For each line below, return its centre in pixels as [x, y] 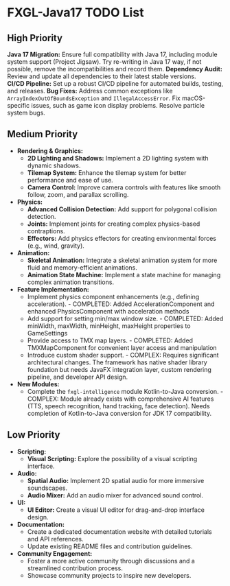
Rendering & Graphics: [50, 151]
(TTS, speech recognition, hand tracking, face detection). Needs [119, 406]
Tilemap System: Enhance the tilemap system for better [107, 172]
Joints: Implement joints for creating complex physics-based [114, 224]
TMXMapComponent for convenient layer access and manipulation [122, 347]
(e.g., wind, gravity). [56, 246]
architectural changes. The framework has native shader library [117, 362]
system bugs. [26, 113]
